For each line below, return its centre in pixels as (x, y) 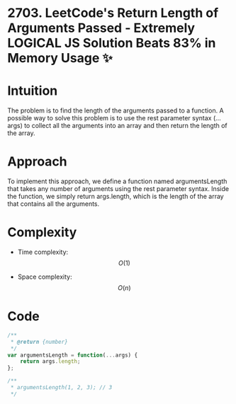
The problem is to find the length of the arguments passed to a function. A (116, 110)
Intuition (33, 91)
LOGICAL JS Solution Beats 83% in (112, 43)
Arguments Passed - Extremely (101, 28)
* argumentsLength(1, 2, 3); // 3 (61, 388)
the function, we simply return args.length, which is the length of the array (116, 197)
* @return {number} (39, 342)
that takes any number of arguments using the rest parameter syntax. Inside (118, 189)
